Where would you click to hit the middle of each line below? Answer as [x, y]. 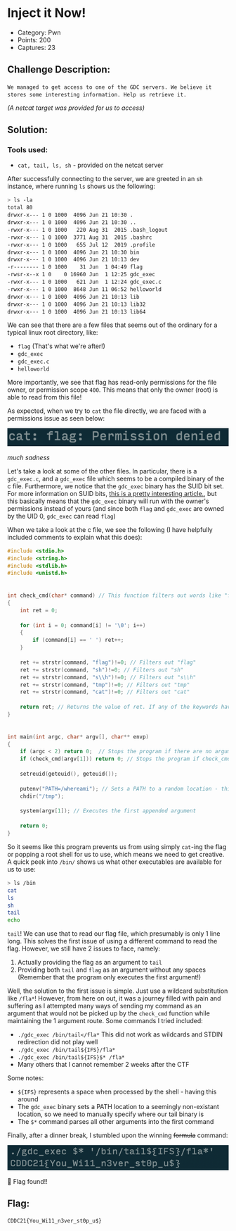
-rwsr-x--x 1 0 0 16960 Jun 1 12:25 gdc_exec [81, 275]
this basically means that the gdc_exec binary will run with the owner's [108, 501]
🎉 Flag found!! [27, 1182]
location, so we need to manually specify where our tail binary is [111, 1114]
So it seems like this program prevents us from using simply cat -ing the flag [117, 846]
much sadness [29, 457]
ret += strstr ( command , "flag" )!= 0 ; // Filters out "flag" [108, 662]
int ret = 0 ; [39, 610]
